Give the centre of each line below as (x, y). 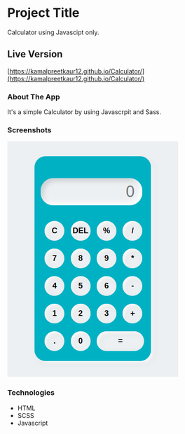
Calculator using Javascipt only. (53, 32)
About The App (34, 97)
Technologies (31, 393)
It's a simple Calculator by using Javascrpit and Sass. (84, 112)
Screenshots (29, 129)
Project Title (43, 13)
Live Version (35, 54)
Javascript (33, 423)
